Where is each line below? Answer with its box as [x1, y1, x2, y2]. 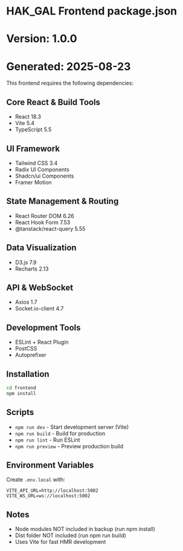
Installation [6, 369, 50, 379]
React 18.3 [14, 113, 41, 120]
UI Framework [6, 143, 60, 153]
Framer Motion [14, 178, 53, 185]
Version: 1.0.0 [6, 32, 77, 46]
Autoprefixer [14, 352, 47, 359]
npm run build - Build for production [14, 430, 106, 437]
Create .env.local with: [6, 476, 65, 483]
